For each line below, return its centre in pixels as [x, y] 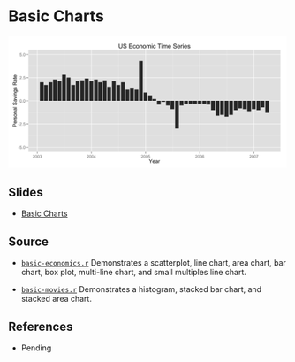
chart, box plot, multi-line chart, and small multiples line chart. [133, 273]
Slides [26, 193]
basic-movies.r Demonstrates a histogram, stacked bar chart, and [141, 289]
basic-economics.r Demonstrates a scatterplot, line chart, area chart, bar [153, 263]
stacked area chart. [56, 299]
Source [29, 241]
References [41, 326]
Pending [36, 348]
